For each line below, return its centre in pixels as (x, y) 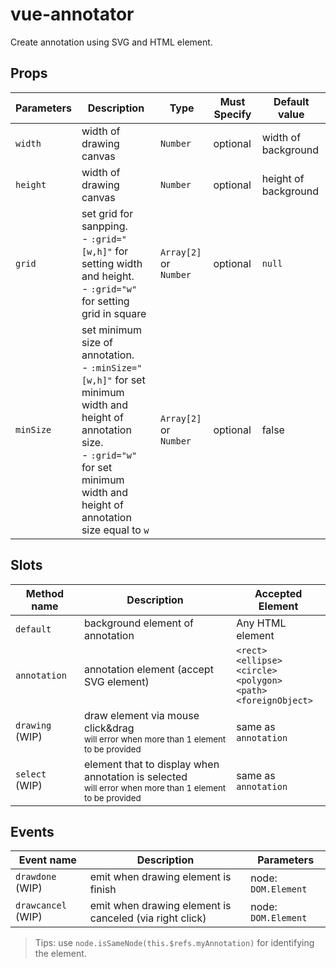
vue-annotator (72, 14)
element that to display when (151, 764)
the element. (60, 954)
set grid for (107, 213)
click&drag (109, 728)
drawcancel (41, 906)
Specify (232, 114)
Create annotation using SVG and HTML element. (111, 42)
